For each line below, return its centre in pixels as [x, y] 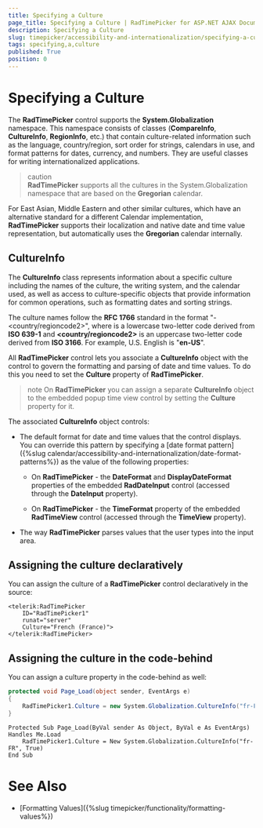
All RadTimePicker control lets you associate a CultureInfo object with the [128, 357]
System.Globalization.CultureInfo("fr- [189, 741]
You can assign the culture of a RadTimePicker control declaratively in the [128, 584]
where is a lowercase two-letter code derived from [173, 326]
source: [20, 593]
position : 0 [27, 60]
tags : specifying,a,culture [54, 45]
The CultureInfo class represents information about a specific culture [120, 277]
